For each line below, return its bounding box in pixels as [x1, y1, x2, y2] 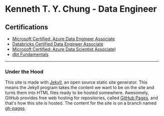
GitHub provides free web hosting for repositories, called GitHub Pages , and [5, 95, 159, 101]
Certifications [5, 23, 48, 31]
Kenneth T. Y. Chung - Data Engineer [5, 3, 157, 15]
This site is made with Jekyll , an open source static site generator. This [5, 79, 148, 85]
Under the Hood [5, 68, 44, 75]
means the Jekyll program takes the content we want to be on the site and [5, 85, 155, 91]
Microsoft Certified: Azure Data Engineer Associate [12, 36, 115, 42]
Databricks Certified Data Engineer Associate [12, 41, 103, 47]
